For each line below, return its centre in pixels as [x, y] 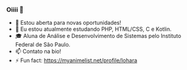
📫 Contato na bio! [38, 51]
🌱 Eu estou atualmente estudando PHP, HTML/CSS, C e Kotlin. [93, 29]
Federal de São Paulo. [43, 45]
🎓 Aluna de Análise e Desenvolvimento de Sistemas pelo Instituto [98, 36]
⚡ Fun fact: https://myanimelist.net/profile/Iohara [76, 60]
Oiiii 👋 [15, 10]
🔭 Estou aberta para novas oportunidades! [68, 23]
